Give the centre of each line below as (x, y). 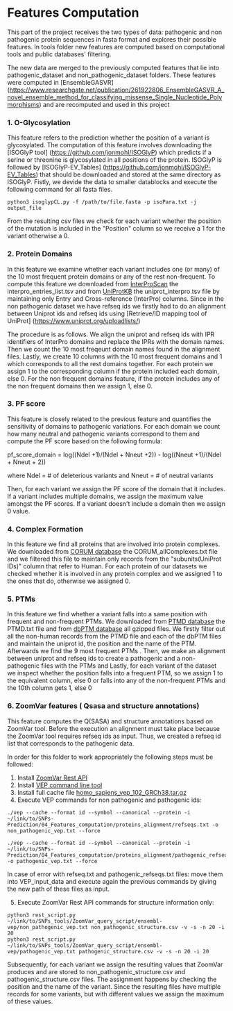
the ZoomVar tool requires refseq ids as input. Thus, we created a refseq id (114, 736)
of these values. (30, 1001)
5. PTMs (21, 599)
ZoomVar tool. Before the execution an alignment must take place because (114, 728)
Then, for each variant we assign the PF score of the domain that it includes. (116, 488)
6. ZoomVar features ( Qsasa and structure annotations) (103, 706)
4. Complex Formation (45, 529)
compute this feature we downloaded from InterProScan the (93, 283)
